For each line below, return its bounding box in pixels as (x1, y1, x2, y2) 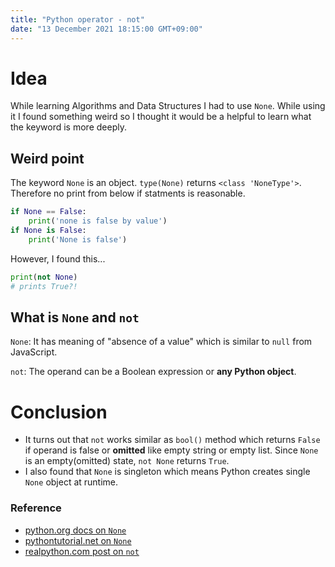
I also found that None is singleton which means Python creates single (24, 466, 311, 478)
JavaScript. (10, 346, 58, 358)
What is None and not (10, 309, 140, 326)
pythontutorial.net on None (24, 534, 132, 546)
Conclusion (10, 401, 108, 423)
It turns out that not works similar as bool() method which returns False (24, 434, 321, 446)
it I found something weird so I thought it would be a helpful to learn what (10, 111, 312, 123)
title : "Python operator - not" (10, 14, 145, 25)
